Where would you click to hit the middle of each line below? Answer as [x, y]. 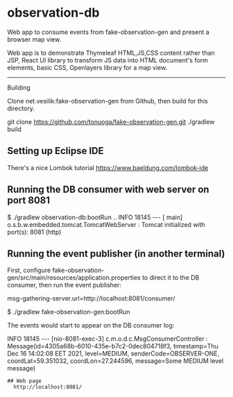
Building [19, 87]
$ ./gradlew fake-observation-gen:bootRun [69, 312]
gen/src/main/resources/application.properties [74, 278]
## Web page [24, 381]
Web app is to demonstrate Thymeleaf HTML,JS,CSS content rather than [111, 53]
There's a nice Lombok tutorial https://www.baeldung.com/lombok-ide [108, 167]
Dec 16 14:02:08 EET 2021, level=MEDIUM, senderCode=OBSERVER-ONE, [113, 354]
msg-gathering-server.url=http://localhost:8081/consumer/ [91, 298]
